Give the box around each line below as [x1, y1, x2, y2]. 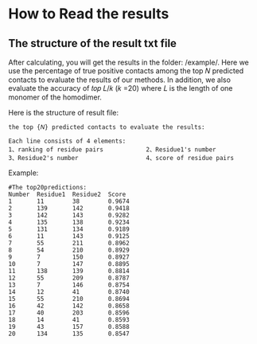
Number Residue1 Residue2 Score [8, 190, 127, 198]
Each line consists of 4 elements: [8, 137, 127, 145]
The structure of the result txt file [8, 37, 177, 50]
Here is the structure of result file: [8, 108, 119, 117]
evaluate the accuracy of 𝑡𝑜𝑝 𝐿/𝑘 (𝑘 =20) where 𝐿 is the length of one [8, 84, 233, 92]
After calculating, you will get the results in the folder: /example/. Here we [8, 57, 249, 67]
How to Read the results [8, 5, 169, 23]
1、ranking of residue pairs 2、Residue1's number [8, 146, 216, 154]
